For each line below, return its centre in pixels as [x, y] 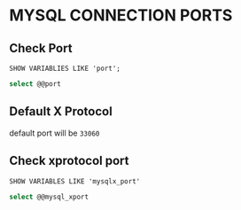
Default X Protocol [61, 112]
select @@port [35, 84]
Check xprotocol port [69, 161]
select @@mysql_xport [49, 197]
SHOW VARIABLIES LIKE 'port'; [65, 68]
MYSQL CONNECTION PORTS [121, 16]
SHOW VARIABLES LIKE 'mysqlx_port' [75, 181]
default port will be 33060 [54, 133]
